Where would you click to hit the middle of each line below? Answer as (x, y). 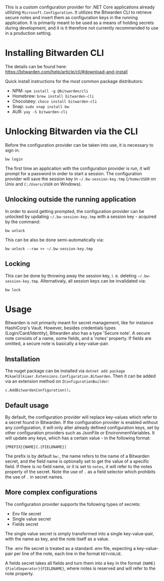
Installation (23, 359)
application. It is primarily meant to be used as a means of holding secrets (80, 23)
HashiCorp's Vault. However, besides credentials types (60, 328)
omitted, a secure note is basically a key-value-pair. (57, 343)
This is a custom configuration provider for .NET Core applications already (80, 7)
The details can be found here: (36, 66)
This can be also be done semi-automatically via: (55, 239)
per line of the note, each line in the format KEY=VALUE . (68, 554)
